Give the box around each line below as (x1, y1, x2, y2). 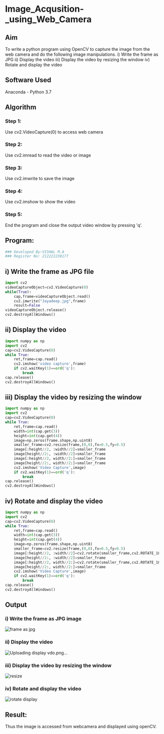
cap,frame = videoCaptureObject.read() (14, 294, 91, 299)
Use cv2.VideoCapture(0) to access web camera (5, 129, 103, 135)
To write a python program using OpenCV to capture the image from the (5, 46, 150, 52)
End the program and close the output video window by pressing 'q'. (5, 222, 143, 228)
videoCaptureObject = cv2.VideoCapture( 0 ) (5, 285, 89, 289)
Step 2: (5, 141, 23, 148)
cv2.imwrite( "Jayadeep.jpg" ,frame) (14, 298, 86, 304)
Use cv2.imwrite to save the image (5, 176, 75, 181)
